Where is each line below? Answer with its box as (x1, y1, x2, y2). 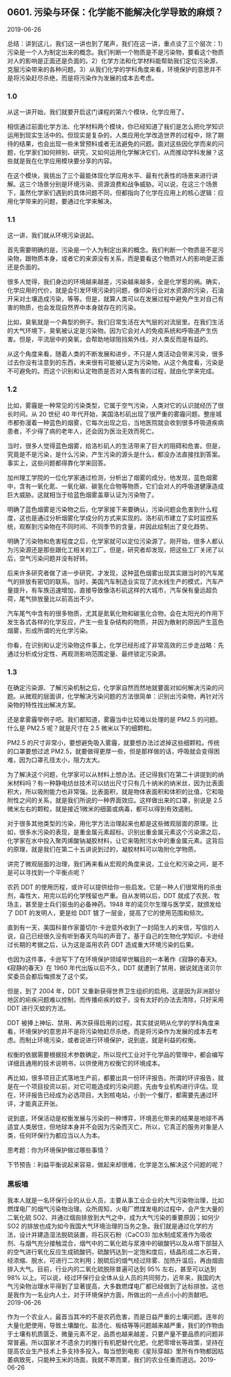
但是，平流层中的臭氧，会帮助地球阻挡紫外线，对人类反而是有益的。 (19, 335, 212, 344)
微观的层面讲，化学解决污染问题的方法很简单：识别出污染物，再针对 (25, 692, 218, 700)
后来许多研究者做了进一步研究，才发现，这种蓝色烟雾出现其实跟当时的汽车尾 (7, 569, 224, 577)
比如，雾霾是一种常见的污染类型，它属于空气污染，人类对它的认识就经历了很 (7, 401, 224, 409)
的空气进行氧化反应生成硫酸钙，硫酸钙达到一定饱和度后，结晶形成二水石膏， (7, 1248, 224, 1256)
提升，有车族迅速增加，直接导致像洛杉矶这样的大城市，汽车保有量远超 (12, 586, 212, 594)
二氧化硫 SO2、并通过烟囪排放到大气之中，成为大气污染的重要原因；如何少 (7, 1213, 220, 1222)
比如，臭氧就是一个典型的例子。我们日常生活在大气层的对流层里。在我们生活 (7, 318, 224, 327)
